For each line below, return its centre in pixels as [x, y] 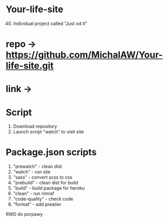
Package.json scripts [51, 152]
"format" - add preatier [37, 204]
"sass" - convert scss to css [43, 177]
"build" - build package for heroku [49, 188]
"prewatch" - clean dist [38, 166]
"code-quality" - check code [43, 199]
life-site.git [30, 66]
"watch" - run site [32, 172]
